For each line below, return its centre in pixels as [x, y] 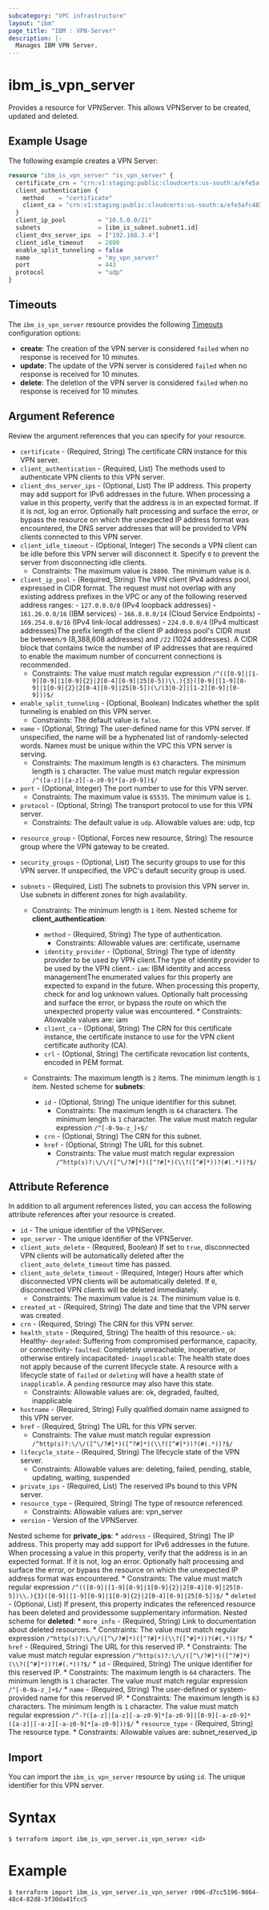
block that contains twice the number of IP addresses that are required [137, 647]
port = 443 [66, 265]
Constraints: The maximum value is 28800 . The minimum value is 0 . [142, 570]
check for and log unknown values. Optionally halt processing [146, 994]
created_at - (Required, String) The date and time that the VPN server [135, 1307]
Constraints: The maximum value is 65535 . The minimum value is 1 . [142, 797]
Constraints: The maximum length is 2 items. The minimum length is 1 [146, 1078]
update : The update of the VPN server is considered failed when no [133, 365]
